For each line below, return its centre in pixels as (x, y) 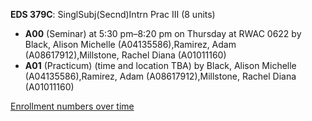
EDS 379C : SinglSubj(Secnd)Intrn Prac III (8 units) (113, 14)
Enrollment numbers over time (72, 106)
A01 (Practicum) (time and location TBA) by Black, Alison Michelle (160, 65)
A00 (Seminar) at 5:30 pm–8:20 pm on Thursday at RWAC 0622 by (163, 33)
